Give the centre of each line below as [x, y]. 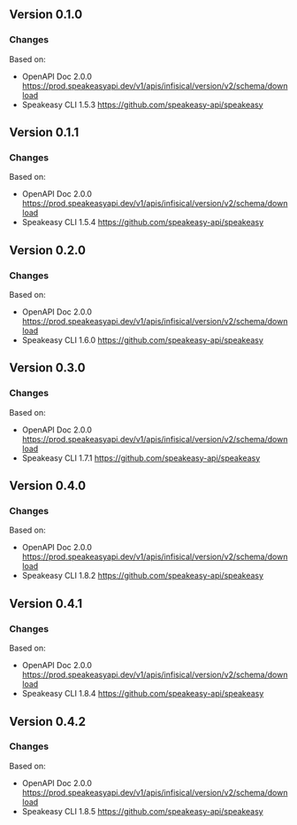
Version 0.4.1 [46, 603]
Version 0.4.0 [48, 486]
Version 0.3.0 [47, 368]
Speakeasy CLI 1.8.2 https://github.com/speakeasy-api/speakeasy [142, 576]
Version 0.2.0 [48, 250]
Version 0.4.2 [48, 721]
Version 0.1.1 [44, 132]
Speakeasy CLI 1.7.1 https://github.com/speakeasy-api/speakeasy [141, 458]
